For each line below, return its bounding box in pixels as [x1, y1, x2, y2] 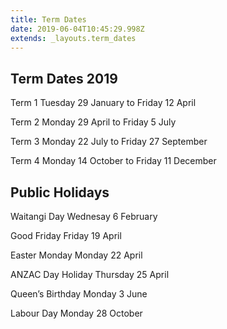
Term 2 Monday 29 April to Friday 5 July [10, 116, 177, 128]
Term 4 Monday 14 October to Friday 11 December [10, 155, 217, 167]
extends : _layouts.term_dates [10, 33, 137, 43]
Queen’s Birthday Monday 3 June [10, 288, 148, 300]
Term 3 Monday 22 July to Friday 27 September [10, 136, 208, 148]
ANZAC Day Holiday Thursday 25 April [10, 269, 170, 280]
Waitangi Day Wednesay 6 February [10, 211, 158, 222]
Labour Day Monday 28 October [10, 307, 143, 319]
